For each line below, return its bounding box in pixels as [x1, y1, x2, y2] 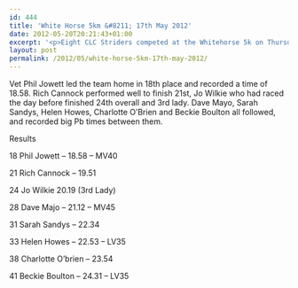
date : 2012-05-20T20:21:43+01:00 [9, 29, 133, 38]
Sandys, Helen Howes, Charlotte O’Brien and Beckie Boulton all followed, [9, 107, 277, 117]
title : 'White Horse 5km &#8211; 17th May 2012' [9, 21, 192, 30]
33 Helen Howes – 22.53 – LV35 [9, 237, 127, 246]
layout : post [9, 46, 58, 55]
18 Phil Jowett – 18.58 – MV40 [9, 151, 118, 160]
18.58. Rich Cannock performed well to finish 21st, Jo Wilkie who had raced [9, 88, 285, 98]
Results [9, 134, 37, 144]
